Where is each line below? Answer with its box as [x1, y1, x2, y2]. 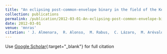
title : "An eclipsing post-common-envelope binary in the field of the [5, 7, 157, 12]
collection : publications [5, 12, 59, 17]
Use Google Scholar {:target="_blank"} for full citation [5, 44, 114, 49]
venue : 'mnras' [5, 26, 37, 30]
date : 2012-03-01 [5, 21, 41, 26]
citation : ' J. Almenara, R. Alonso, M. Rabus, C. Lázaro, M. [5, 30, 146, 35]
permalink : [5, 16, 28, 21]
